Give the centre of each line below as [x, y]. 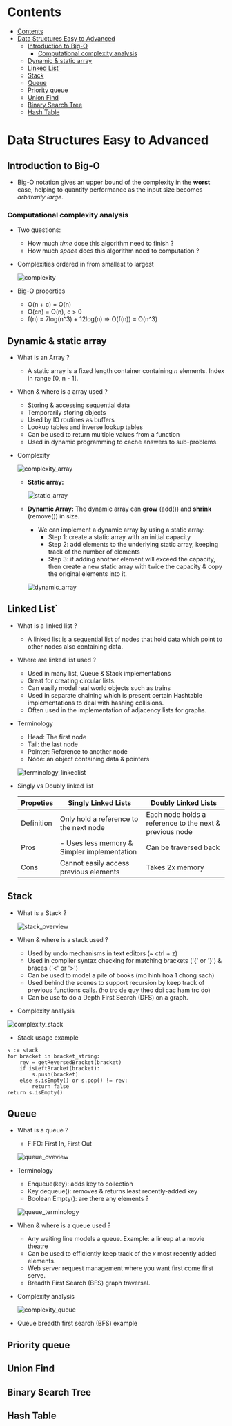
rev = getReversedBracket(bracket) [71, 1062]
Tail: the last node [52, 744]
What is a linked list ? [47, 625]
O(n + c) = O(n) [49, 305]
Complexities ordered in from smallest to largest [85, 264]
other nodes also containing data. [75, 646]
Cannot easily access [95, 863]
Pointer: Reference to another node [77, 751]
